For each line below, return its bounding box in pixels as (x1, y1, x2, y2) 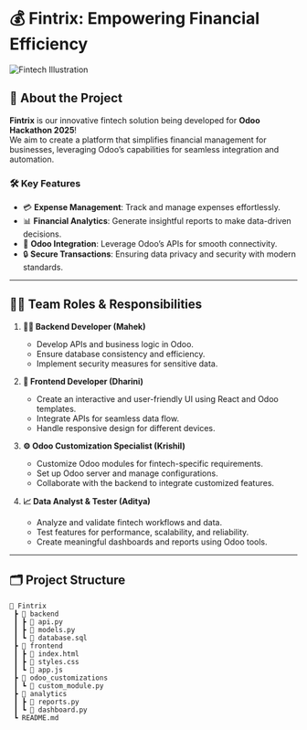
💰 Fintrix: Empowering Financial (9, 8, 260, 29)
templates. (36, 403, 77, 414)
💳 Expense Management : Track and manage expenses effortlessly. (22, 202, 281, 213)
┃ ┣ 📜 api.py (13, 617, 64, 627)
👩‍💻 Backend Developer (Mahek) (22, 321, 146, 332)
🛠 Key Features (9, 176, 81, 189)
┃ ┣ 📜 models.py (13, 625, 76, 634)
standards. (22, 262, 64, 273)
